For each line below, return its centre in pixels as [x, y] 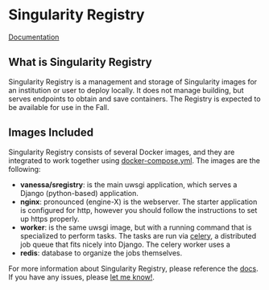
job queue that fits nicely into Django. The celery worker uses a [125, 244]
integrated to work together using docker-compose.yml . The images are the [134, 160]
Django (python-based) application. [79, 193]
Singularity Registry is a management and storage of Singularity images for [133, 81]
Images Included [51, 133]
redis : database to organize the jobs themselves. [101, 253]
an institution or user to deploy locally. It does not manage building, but [126, 90]
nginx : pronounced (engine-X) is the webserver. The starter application [139, 202]
